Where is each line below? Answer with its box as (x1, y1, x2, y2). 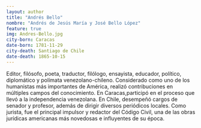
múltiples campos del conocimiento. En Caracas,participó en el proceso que (6, 89, 195, 96)
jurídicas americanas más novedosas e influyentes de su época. (6, 115, 165, 122)
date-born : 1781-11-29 (6, 43, 63, 49)
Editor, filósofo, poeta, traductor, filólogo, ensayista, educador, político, (6, 70, 182, 77)
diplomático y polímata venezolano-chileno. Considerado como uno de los (6, 76, 190, 84)
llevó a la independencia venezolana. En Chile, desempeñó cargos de (6, 96, 178, 103)
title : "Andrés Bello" (6, 14, 63, 20)
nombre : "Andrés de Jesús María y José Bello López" (6, 20, 141, 26)
